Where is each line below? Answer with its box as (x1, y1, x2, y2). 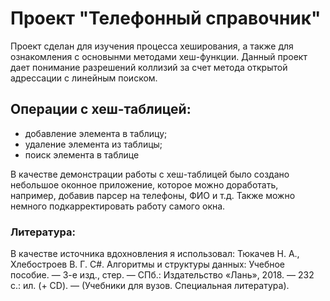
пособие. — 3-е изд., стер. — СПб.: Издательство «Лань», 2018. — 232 (10, 269, 315, 281)
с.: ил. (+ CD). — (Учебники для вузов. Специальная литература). (10, 280, 290, 292)
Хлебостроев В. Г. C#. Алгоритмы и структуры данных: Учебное (10, 258, 286, 271)
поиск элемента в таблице (24, 148, 140, 161)
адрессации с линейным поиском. (10, 72, 158, 84)
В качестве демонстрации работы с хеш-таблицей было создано (10, 168, 290, 180)
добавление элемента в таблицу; (24, 127, 168, 139)
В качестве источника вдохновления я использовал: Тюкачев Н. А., (10, 248, 300, 260)
